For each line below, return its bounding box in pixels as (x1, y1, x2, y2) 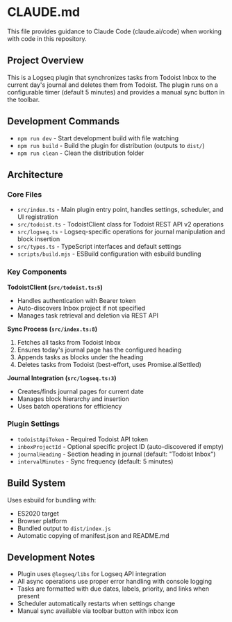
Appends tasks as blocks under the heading (17, 352, 144, 361)
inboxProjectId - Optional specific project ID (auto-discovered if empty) (17, 442, 224, 450)
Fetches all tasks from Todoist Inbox (17, 338, 122, 346)
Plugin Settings (7, 419, 60, 429)
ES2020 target (17, 509, 59, 518)
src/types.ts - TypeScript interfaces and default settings (17, 243, 182, 251)
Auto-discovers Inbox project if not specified (17, 304, 146, 312)
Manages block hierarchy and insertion (17, 394, 130, 403)
